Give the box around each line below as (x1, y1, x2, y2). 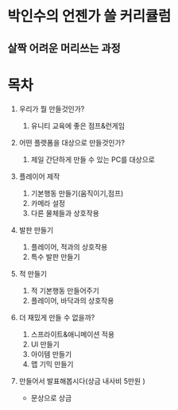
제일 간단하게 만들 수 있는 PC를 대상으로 (30, 154, 156, 164)
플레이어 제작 (18, 172, 60, 181)
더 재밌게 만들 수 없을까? (18, 312, 95, 322)
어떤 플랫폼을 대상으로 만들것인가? (18, 137, 125, 147)
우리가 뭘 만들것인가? (18, 104, 85, 114)
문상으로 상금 (30, 393, 72, 402)
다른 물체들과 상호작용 (30, 208, 100, 218)
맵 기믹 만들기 (30, 359, 74, 369)
